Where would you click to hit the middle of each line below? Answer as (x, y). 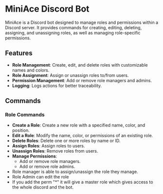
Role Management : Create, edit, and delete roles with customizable (80, 65)
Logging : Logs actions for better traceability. (57, 86)
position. (21, 130)
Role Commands (25, 115)
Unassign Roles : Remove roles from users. (55, 151)
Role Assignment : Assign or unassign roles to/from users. (70, 75)
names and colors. (31, 70)
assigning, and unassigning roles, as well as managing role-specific (73, 33)
